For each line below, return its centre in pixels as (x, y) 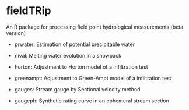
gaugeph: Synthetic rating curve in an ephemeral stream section (92, 101)
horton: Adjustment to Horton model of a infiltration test (81, 67)
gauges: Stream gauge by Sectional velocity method (77, 89)
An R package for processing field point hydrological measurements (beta (95, 27)
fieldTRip (29, 11)
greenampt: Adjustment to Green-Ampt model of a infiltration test (93, 78)
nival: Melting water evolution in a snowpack (68, 55)
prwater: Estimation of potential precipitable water (75, 44)
